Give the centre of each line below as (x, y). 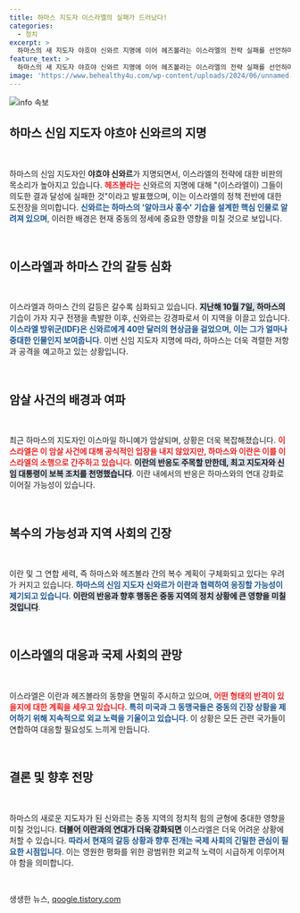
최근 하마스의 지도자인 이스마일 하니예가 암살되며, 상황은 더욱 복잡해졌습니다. (143, 440)
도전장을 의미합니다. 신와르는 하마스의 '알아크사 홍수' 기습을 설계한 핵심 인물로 (144, 207)
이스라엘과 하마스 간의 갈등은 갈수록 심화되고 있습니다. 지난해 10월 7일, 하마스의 (147, 307)
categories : (31, 26)
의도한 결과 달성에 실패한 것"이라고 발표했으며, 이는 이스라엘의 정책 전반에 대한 (146, 196)
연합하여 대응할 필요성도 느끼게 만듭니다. (79, 729)
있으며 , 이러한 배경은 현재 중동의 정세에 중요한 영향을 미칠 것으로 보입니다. (154, 218)
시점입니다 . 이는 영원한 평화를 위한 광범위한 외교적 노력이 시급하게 (140, 851)
